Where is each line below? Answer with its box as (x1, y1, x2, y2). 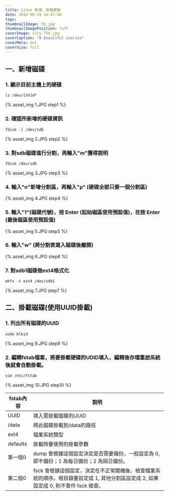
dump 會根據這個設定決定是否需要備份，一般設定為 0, (33, 450, 160, 457)
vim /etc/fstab (5, 374, 37, 379)
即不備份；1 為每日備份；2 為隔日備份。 (33, 458, 128, 465)
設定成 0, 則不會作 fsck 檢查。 (33, 482, 104, 489)
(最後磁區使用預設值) (5, 216, 56, 223)
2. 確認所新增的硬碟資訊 (5, 115, 63, 122)
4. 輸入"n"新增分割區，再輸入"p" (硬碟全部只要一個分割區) (5, 183, 147, 191)
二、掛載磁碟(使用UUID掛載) (5, 303, 93, 312)
